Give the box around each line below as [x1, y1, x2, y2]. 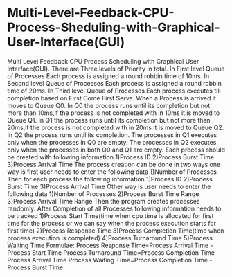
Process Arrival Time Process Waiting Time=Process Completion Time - [7, 256, 213, 264]
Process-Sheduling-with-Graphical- [7, 19, 220, 35]
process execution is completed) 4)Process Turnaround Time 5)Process [7, 233, 213, 242]
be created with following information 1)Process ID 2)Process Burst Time [7, 152, 215, 161]
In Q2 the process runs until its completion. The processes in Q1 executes [7, 130, 217, 139]
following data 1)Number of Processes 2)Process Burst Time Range [7, 189, 199, 198]
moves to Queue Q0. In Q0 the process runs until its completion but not [7, 101, 211, 109]
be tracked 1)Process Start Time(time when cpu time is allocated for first [7, 211, 214, 220]
